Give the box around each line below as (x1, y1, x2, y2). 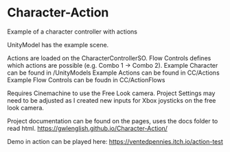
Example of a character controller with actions (7, 27, 137, 36)
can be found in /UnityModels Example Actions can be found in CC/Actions (7, 68, 220, 77)
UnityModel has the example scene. (7, 40, 109, 49)
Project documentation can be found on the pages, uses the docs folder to (7, 116, 218, 125)
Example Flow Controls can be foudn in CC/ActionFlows (7, 75, 165, 84)
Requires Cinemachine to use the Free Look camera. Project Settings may (7, 89, 216, 97)
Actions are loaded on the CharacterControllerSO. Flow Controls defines (7, 53, 211, 62)
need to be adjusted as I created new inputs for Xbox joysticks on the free (7, 96, 216, 104)
